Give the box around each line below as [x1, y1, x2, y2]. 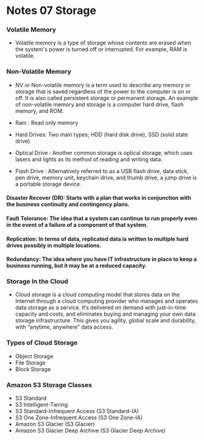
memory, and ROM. [15, 107, 64, 115]
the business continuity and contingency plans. [6, 200, 130, 208]
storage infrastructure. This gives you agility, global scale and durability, [15, 317, 197, 324]
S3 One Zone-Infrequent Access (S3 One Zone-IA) [15, 414, 143, 421]
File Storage [15, 359, 46, 366]
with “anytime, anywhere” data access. [15, 324, 114, 331]
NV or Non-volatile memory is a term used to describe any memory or [15, 81, 191, 88]
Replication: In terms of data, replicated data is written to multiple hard [6, 235, 189, 243]
